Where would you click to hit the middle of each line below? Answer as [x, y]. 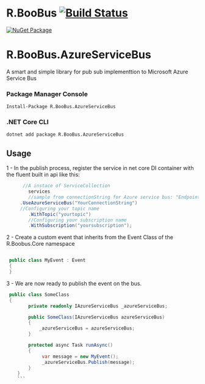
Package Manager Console [47, 94]
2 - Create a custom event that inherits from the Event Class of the [90, 237]
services [39, 192]
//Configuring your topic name [59, 209]
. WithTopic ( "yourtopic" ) [60, 214]
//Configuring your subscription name [77, 220]
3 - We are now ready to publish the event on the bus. [74, 283]
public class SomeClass [39, 294]
